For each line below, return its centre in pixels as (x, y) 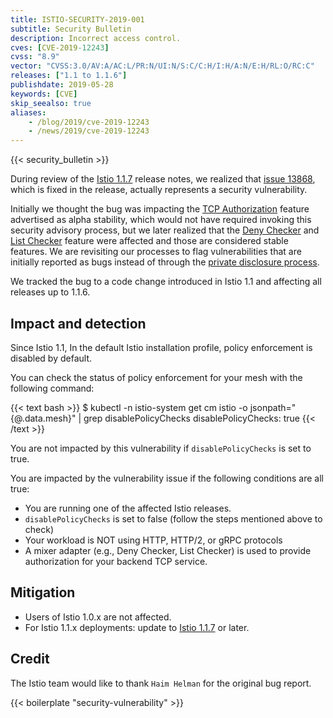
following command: (52, 388)
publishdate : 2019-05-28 (62, 85)
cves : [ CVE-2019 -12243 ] (60, 47)
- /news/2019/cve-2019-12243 (89, 131)
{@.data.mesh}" (43, 418)
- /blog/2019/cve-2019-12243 (89, 122)
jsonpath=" (273, 407)
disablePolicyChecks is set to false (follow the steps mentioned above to (173, 518)
